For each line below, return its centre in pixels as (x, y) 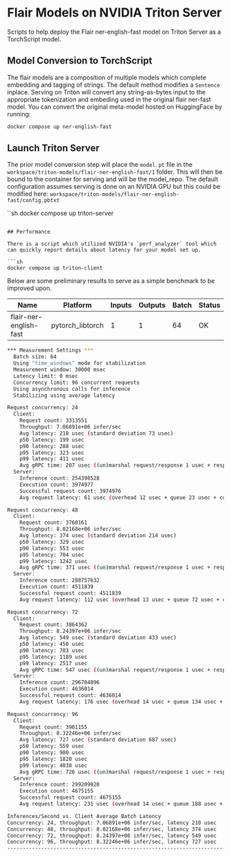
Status (209, 305)
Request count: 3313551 (54, 421)
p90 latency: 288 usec (52, 446)
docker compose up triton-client (55, 268)
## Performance (29, 232)
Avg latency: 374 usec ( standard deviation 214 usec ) (98, 536)
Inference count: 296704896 (59, 683)
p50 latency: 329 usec (52, 542)
